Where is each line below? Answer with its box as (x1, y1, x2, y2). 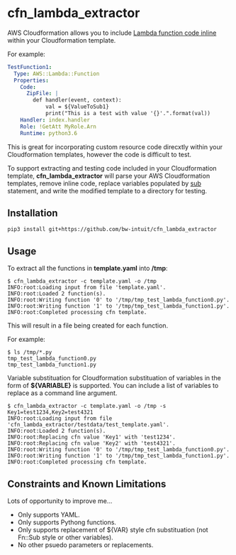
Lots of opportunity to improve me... (7, 497, 113, 505)
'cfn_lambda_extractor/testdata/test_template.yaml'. (7, 421, 170, 429)
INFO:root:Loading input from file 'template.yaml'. (7, 284, 167, 291)
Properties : (13, 77, 50, 84)
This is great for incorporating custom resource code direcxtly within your (7, 142, 223, 151)
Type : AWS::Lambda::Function (13, 70, 100, 77)
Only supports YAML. (17, 510, 80, 519)
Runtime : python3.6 (20, 129, 78, 136)
